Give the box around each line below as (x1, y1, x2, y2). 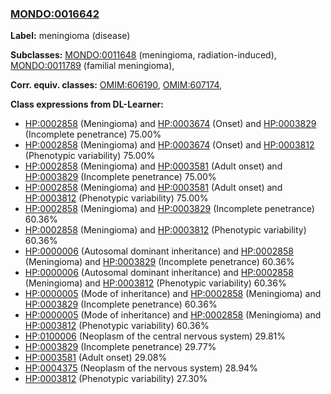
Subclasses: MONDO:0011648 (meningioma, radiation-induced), (10, 49, 277, 61)
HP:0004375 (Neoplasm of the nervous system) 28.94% (24, 362, 258, 374)
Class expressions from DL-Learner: (10, 98, 164, 111)
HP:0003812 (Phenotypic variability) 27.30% (24, 373, 208, 385)
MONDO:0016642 (10, 7, 100, 21)
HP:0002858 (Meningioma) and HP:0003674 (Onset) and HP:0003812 (24, 139, 315, 151)
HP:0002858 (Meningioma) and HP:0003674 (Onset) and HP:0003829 (24, 118, 317, 130)
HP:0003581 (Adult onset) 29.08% (24, 352, 168, 364)
